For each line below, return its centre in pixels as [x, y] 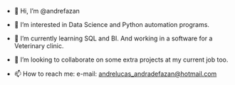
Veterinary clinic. [39, 46]
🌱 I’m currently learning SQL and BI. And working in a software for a [113, 38]
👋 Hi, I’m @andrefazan [47, 11]
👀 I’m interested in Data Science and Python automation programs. [112, 24]
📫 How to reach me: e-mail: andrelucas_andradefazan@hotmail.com [115, 74]
